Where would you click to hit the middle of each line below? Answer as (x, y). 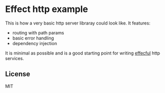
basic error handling (33, 38)
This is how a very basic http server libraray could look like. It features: (78, 23)
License (18, 74)
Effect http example (47, 9)
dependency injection (35, 43)
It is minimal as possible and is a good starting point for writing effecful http (83, 53)
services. (14, 58)
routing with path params (38, 32)
